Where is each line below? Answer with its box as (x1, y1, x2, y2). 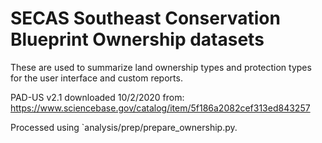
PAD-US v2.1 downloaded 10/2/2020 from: (10, 91, 185, 103)
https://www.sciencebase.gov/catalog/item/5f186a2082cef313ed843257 (10, 102, 311, 114)
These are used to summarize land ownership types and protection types (10, 61, 312, 73)
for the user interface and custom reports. (10, 72, 183, 84)
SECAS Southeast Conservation (10, 7, 281, 30)
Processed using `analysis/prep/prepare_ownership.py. (10, 121, 238, 133)
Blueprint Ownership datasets (10, 28, 265, 51)
